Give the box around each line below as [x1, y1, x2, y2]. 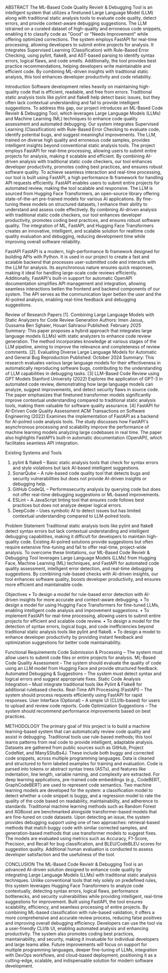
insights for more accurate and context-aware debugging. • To [19, 596, 149, 603]
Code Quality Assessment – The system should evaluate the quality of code [5, 660, 161, 666]
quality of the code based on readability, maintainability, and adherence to [5, 798, 158, 804]
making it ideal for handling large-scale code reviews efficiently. [5, 270, 138, 276]
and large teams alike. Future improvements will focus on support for [5, 941, 147, 947]
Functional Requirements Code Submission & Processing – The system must [5, 649, 163, 655]
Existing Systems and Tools [5, 450, 62, 456]
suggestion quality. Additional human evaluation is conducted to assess [5, 846, 153, 852]
